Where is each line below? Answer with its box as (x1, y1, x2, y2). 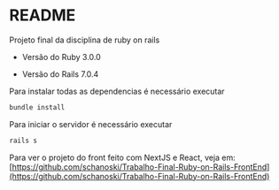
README (9, 5, 76, 26)
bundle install (9, 103, 66, 111)
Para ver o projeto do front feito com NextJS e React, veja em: (9, 152, 236, 163)
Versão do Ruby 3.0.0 (21, 51, 102, 62)
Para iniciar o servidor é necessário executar (9, 118, 173, 129)
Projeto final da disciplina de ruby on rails (9, 34, 160, 45)
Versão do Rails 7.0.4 (21, 68, 99, 80)
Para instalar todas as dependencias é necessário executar (9, 86, 225, 96)
